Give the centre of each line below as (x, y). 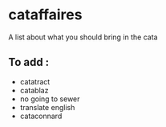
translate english (47, 107)
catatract (35, 81)
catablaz (34, 90)
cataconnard (41, 116)
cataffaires (45, 15)
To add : (29, 62)
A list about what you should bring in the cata (83, 37)
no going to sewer (50, 99)
